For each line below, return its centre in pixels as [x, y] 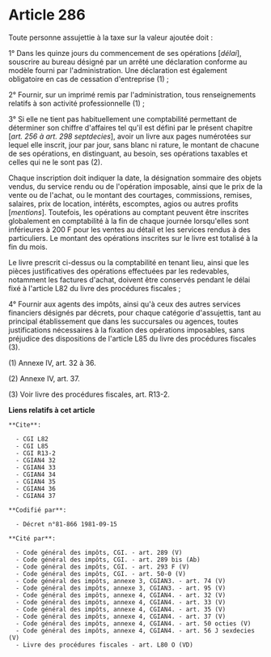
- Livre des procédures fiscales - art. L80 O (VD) [105, 645]
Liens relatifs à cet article [52, 410]
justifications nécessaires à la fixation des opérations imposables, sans [127, 329]
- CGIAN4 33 [36, 467]
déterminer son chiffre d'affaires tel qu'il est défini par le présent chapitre [131, 127]
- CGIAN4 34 [36, 474]
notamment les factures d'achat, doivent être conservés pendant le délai [129, 279]
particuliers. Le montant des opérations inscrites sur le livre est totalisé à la [133, 238]
